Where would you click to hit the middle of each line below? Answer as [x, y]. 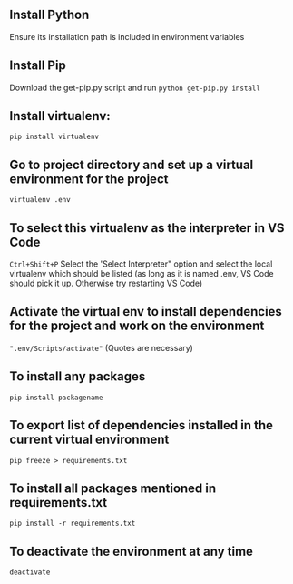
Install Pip [38, 66]
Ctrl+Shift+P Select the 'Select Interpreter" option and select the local [141, 264]
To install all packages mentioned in [113, 488]
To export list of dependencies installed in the [142, 425]
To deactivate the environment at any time [132, 551]
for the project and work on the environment [137, 326]
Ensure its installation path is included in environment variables [127, 36]
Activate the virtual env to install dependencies [146, 312]
